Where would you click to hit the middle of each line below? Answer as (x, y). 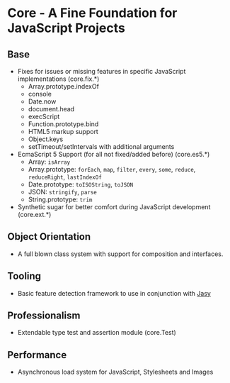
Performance (37, 355)
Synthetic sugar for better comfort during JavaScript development (114, 207)
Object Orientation (49, 237)
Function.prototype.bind (63, 124)
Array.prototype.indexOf (63, 86)
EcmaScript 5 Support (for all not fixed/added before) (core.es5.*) (114, 154)
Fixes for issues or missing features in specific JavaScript (102, 71)
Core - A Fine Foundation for (92, 13)
